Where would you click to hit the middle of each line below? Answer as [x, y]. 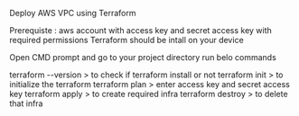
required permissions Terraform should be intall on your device [126, 40]
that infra [26, 103]
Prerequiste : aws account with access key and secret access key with [141, 30]
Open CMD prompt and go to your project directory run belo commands [143, 57]
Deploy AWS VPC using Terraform [73, 13]
